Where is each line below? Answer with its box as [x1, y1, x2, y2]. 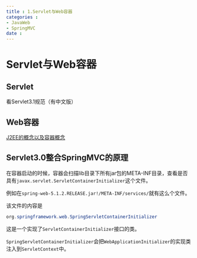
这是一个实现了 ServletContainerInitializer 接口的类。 [6, 225, 140, 232]
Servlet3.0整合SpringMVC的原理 [6, 153, 128, 163]
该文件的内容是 [6, 202, 43, 209]
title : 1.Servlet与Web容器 [6, 8, 73, 15]
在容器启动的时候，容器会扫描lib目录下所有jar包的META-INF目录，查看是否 [6, 169, 188, 177]
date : [6, 31, 22, 37]
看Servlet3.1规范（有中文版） [6, 98, 77, 105]
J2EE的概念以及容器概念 [6, 133, 66, 141]
